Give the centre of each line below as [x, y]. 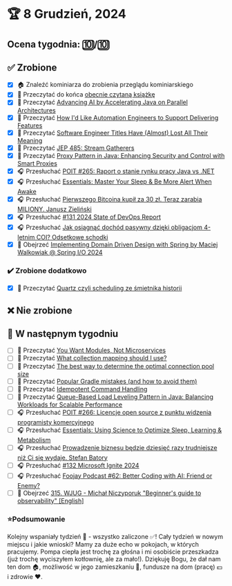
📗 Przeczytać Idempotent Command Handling [82, 389]
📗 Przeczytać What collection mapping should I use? [92, 358]
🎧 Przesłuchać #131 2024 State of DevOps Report [89, 217]
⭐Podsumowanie [36, 519]
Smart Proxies [37, 163]
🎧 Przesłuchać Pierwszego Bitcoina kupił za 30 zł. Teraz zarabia [109, 199]
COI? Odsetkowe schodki [72, 237]
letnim [26, 237]
